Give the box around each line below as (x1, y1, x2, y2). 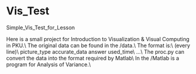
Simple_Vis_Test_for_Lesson (6, 24, 75, 31)
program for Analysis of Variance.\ (6, 61, 91, 68)
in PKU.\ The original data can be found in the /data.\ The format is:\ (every (6, 42, 191, 49)
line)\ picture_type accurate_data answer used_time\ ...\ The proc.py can (6, 48, 185, 55)
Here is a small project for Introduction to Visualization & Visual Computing (6, 35, 190, 42)
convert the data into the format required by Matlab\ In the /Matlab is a (6, 54, 179, 61)
